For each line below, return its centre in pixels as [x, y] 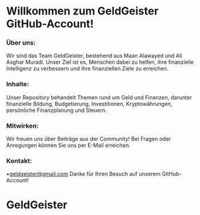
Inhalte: [18, 84]
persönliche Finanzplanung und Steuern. [57, 110]
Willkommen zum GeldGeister [83, 11]
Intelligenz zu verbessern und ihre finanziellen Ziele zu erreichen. [87, 69]
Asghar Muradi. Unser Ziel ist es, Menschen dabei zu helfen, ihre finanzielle [100, 62]
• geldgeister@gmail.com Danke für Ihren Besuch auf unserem [83, 174]
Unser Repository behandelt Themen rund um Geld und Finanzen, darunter [99, 97]
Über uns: [21, 43]
